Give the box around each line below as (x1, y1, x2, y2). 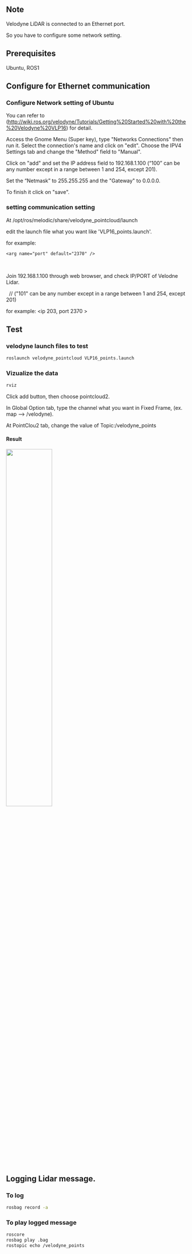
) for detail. (66, 124, 93, 131)
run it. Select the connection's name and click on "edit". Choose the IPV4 (6, 142, 182, 149)
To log (6, 1191, 25, 1199)
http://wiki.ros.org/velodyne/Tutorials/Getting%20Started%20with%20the (8, 118, 186, 125)
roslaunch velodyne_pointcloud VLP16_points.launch (6, 355, 134, 361)
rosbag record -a (6, 1205, 48, 1211)
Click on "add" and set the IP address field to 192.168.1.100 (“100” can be (6, 159, 180, 166)
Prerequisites (6, 49, 56, 59)
